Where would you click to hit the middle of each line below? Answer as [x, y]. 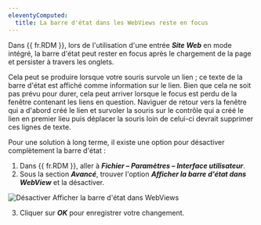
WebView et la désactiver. [62, 182]
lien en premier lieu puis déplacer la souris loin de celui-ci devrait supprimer [131, 118]
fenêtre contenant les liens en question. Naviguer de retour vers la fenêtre [127, 102]
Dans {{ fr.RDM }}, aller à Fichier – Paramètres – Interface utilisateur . [132, 165]
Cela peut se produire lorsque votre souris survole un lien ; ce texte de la [125, 77]
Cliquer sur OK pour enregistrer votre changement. [102, 212]
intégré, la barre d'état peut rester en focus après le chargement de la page [130, 53]
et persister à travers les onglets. [61, 62]
